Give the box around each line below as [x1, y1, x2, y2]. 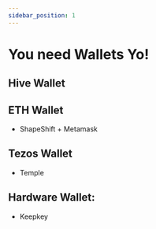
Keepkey [19, 212, 49, 221]
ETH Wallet [8, 103, 64, 116]
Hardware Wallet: [8, 190, 96, 205]
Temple [19, 168, 45, 177]
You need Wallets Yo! [8, 45, 150, 63]
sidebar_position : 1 [8, 11, 76, 20]
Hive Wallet [8, 76, 65, 90]
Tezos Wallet [8, 147, 73, 161]
